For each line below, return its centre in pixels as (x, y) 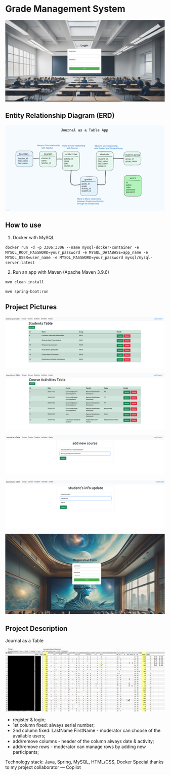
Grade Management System (65, 9)
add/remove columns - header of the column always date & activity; (83, 741)
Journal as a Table (25, 641)
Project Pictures (31, 307)
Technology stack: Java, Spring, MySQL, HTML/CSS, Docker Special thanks (84, 762)
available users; (29, 736)
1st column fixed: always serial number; (54, 725)
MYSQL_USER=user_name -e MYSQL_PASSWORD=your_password (64, 257)
